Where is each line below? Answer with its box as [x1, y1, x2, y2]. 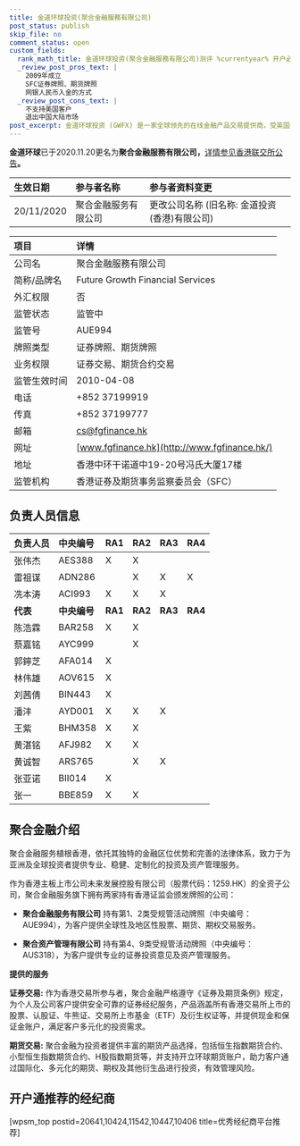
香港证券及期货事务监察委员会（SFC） [76, 476, 237, 487]
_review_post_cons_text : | [17, 96, 118, 105]
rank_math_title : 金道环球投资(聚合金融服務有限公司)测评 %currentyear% [17, 55, 270, 63]
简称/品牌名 [13, 274, 62, 286]
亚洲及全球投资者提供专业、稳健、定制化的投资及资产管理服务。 [9, 859, 244, 870]
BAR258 [58, 620, 94, 633]
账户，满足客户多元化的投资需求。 [24, 1021, 150, 1032]
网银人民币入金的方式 [25, 88, 92, 97]
